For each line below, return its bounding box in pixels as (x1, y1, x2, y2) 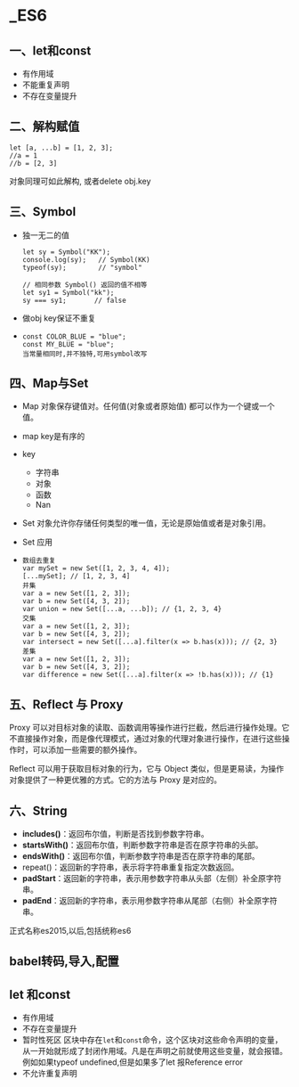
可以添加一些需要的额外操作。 (32, 745, 142, 756)
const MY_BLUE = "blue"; (21, 339, 115, 348)
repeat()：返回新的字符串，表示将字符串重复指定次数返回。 (21, 862, 239, 873)
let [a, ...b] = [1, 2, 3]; (9, 143, 114, 152)
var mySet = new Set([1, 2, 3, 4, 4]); (21, 564, 171, 573)
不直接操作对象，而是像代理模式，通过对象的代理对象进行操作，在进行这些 (9, 733, 282, 744)
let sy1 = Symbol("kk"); (21, 288, 115, 297)
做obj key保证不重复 (21, 313, 96, 323)
